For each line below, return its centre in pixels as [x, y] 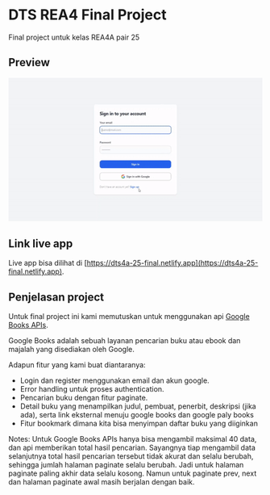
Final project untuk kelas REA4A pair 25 [74, 37]
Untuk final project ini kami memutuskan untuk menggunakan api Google [129, 317]
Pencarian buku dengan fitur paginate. [84, 398]
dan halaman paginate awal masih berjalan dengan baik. [102, 482]
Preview [29, 63]
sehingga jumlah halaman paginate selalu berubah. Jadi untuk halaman [126, 465]
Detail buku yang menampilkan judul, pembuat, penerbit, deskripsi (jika [138, 406]
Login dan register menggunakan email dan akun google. [114, 380]
